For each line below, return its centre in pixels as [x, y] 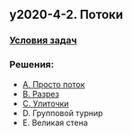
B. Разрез [41, 94]
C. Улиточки [45, 103]
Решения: [32, 65]
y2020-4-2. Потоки [66, 15]
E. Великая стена [55, 122]
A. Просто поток [53, 84]
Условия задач [44, 40]
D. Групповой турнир [62, 112]
